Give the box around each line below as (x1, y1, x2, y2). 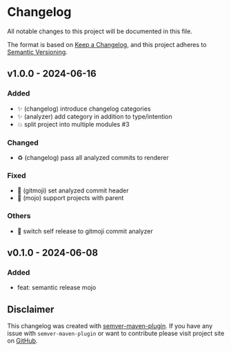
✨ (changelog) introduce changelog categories (17, 105, 151, 113)
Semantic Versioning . (7, 48, 68, 56)
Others (7, 211, 31, 221)
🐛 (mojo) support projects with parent (17, 194, 124, 202)
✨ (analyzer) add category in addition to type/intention (17, 112, 172, 120)
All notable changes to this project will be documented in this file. (7, 27, 193, 35)
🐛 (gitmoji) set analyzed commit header (17, 186, 129, 195)
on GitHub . (7, 336, 38, 345)
